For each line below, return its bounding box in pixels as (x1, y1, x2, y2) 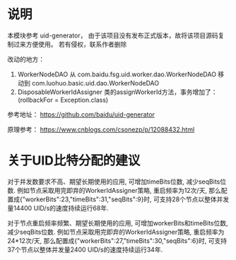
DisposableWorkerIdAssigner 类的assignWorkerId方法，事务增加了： (17, 88, 218, 96)
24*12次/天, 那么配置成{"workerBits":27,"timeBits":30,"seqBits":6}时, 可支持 (7, 236, 228, 244)
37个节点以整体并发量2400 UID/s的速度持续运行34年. (7, 245, 163, 254)
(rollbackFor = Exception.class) (17, 95, 109, 104)
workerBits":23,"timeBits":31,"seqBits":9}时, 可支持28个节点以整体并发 (25, 195, 230, 203)
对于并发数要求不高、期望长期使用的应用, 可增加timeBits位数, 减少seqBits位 (7, 177, 227, 186)
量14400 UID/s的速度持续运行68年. (7, 203, 109, 212)
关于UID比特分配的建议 (7, 153, 141, 169)
